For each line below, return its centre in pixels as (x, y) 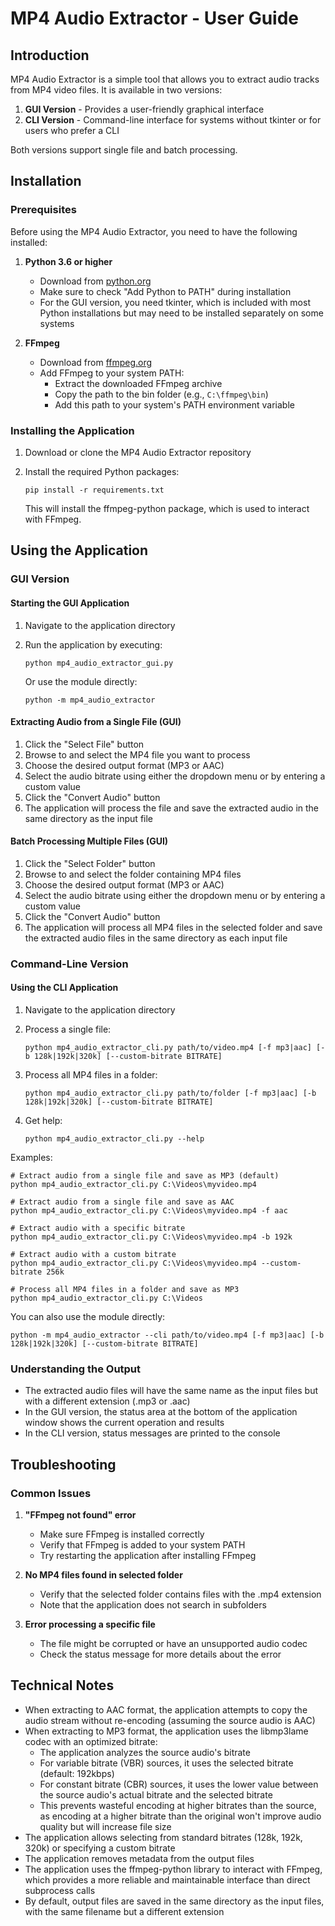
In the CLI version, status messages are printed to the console (152, 1433)
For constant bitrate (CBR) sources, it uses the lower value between (179, 1784)
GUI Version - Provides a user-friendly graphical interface (144, 109)
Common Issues (51, 1493)
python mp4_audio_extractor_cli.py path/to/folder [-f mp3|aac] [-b (170, 1093)
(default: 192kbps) (77, 1773)
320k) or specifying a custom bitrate (100, 1848)
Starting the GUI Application (70, 603)
